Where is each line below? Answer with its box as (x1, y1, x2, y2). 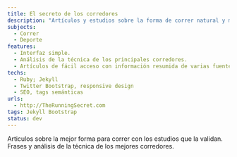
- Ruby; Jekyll (13, 75, 59, 83)
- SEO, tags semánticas (13, 89, 83, 96)
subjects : (7, 23, 37, 30)
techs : (7, 69, 27, 76)
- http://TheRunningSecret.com (13, 102, 106, 109)
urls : (7, 96, 23, 103)
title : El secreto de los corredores (7, 10, 119, 18)
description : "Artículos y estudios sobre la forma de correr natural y (7, 17, 226, 24)
